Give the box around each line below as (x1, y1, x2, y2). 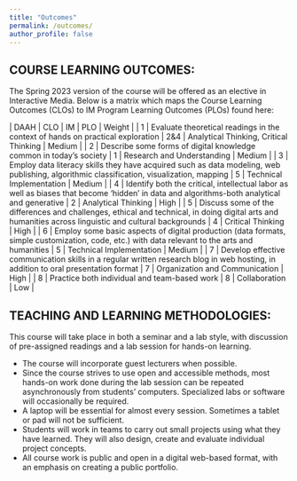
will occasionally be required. (21, 396, 129, 406)
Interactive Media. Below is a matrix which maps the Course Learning (9, 95, 262, 106)
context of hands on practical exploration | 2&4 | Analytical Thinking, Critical (9, 131, 288, 142)
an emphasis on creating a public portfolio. (21, 462, 179, 472)
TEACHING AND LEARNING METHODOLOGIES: (9, 308, 272, 323)
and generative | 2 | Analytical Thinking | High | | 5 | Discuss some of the (9, 197, 275, 209)
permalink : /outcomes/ (9, 21, 93, 30)
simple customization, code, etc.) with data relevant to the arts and (9, 235, 254, 246)
